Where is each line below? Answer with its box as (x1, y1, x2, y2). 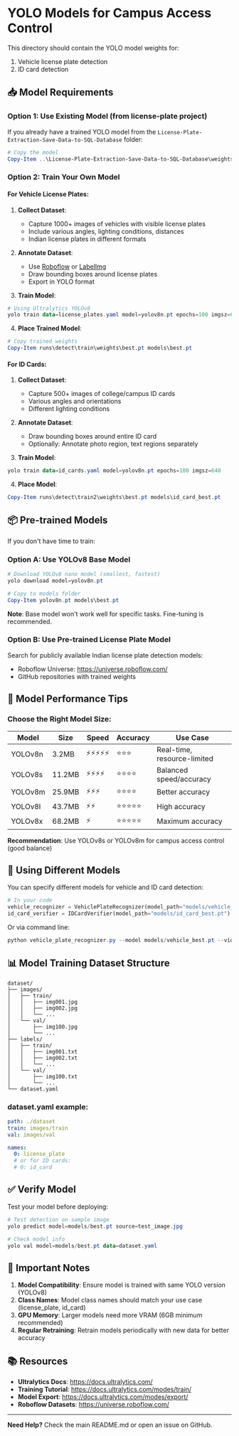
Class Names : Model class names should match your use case (17, 1296, 203, 1304)
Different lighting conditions (28, 404, 110, 413)
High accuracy (156, 802, 206, 812)
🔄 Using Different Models (7, 864, 121, 876)
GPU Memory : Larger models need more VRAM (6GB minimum (17, 1311, 203, 1319)
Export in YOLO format (28, 277, 95, 286)
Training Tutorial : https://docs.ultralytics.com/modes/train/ (17, 1385, 192, 1394)
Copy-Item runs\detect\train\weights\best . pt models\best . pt (7, 345, 193, 352)
